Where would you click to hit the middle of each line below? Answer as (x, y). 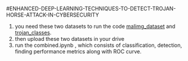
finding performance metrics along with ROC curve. (78, 52)
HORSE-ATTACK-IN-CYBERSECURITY (53, 15)
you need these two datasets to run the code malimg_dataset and (95, 26)
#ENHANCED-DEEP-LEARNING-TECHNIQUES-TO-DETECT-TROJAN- (91, 9)
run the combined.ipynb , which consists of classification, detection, (98, 45)
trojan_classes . (33, 33)
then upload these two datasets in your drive (70, 39)
